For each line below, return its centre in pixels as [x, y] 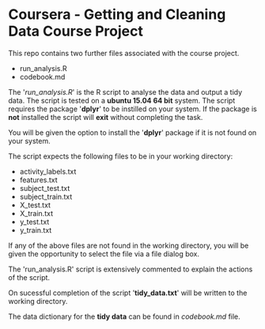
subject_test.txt [45, 188]
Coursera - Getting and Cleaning [117, 15]
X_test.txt [35, 205]
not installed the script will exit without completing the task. [106, 117]
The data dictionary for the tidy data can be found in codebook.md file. [125, 316]
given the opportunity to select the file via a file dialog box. [104, 253]
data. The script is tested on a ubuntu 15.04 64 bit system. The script [122, 100]
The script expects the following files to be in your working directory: [121, 156]
